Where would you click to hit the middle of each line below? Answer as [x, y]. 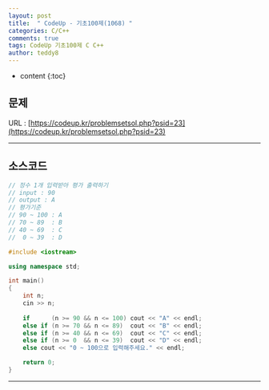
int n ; [34, 296]
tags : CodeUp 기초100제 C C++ [56, 46]
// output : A [32, 200]
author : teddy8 [34, 53]
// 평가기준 [25, 208]
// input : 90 [32, 193]
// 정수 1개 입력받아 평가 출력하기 [58, 185]
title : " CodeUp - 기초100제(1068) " [70, 23]
